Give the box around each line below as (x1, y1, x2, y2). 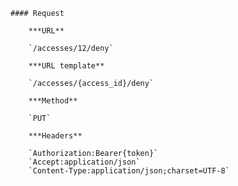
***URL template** (28, 61, 105, 71)
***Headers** (28, 131, 83, 141)
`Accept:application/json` (28, 157, 141, 167)
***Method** (28, 96, 78, 106)
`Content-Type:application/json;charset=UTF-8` (28, 166, 230, 176)
